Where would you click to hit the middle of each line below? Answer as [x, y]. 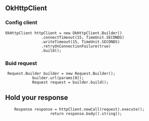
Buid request [21, 63]
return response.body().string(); [86, 113]
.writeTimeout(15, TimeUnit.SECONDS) [81, 42]
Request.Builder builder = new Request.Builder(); [61, 73]
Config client [21, 23]
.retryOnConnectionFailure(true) [76, 46]
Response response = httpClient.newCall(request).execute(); [79, 109]
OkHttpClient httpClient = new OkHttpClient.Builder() [64, 33]
